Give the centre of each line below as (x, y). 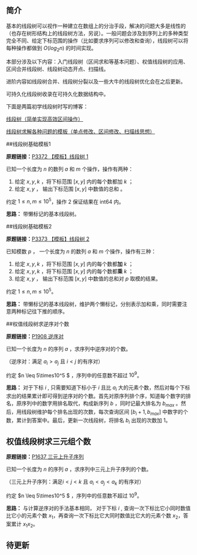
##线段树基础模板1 (28, 144)
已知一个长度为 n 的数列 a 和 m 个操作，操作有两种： (70, 169)
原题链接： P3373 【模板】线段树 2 (48, 239)
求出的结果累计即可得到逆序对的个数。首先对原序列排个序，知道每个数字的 (96, 396)
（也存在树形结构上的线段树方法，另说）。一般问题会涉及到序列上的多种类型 (97, 33)
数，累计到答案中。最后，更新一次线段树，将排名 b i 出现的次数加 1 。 (89, 421)
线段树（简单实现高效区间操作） (45, 119)
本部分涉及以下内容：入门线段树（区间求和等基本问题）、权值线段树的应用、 (97, 61)
